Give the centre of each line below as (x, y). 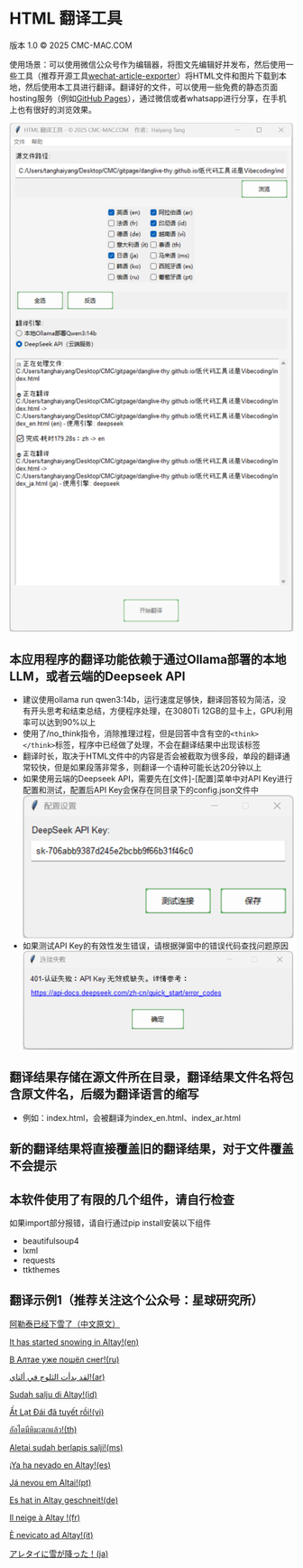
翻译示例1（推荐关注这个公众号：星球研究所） (137, 1300)
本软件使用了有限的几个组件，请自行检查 (122, 1199)
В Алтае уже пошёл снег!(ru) (64, 1359)
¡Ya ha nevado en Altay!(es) (60, 1465)
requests (39, 1260)
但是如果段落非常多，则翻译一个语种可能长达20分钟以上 (158, 768)
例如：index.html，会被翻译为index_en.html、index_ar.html (132, 1117)
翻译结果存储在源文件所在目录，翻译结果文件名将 (146, 1077)
